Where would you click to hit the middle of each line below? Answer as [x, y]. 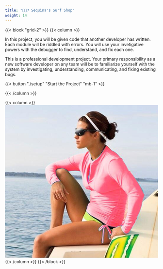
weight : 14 [16, 15]
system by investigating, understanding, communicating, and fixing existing [81, 69]
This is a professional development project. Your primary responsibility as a [80, 59]
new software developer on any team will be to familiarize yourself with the [80, 64]
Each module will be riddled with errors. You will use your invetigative [74, 44]
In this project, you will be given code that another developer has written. [78, 39]
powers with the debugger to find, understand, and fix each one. [70, 49]
